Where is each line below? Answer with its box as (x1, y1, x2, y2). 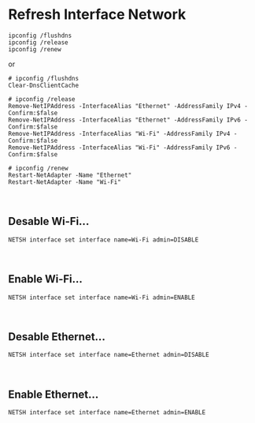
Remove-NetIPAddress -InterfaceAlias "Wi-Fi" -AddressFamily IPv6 (8, 144, 231, 152)
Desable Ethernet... (8, 330, 106, 343)
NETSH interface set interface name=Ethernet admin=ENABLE (8, 409, 206, 417)
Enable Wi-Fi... (8, 272, 83, 286)
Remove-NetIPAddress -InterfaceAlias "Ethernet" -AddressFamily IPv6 (8, 116, 242, 124)
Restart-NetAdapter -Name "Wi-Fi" (8, 178, 122, 186)
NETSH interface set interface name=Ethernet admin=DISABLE (8, 351, 210, 359)
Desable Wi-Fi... (8, 215, 90, 228)
